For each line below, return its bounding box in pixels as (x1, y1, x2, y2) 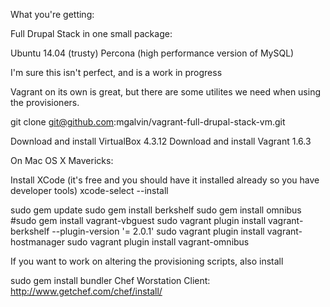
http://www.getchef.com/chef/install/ (10, 285, 163, 297)
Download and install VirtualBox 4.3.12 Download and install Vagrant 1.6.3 (10, 135, 312, 147)
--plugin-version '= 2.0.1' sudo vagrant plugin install (51, 225, 265, 237)
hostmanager (10, 236, 65, 248)
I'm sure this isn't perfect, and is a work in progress (10, 67, 223, 78)
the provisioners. (10, 97, 80, 108)
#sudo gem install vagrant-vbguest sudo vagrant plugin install (10, 215, 267, 226)
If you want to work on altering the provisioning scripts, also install (10, 255, 284, 267)
